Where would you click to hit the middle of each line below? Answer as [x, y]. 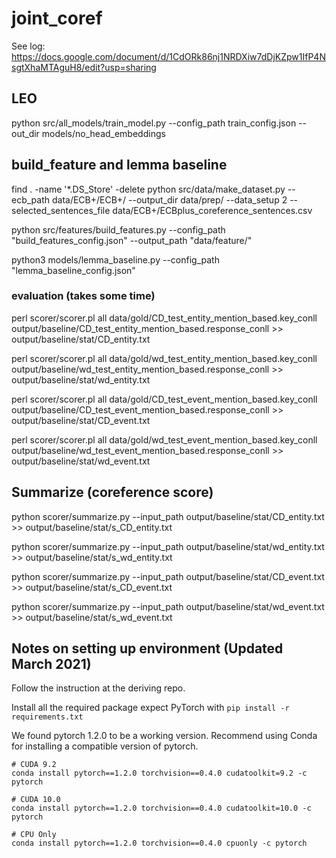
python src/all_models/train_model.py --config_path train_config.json [154, 123]
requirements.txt [47, 717]
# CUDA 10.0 [36, 800]
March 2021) [51, 664]
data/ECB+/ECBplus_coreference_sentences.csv [212, 210]
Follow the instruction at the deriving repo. [98, 688]
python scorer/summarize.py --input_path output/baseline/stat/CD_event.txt [168, 576]
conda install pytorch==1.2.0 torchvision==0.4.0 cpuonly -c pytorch [159, 843]
